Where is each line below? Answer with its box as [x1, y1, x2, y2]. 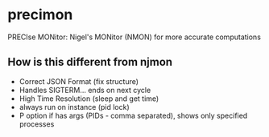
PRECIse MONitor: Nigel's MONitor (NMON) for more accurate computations [7, 32, 261, 42]
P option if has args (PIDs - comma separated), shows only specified [19, 111, 248, 120]
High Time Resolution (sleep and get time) [19, 94, 159, 103]
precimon [7, 6, 73, 24]
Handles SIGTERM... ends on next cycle [19, 85, 151, 95]
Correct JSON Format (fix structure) [19, 76, 139, 86]
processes [19, 119, 55, 129]
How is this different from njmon [7, 55, 173, 69]
